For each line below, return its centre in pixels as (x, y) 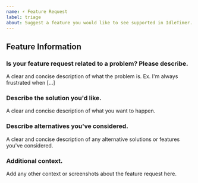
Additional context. (34, 160)
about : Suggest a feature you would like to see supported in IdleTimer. (100, 23)
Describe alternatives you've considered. (67, 126)
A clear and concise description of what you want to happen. (81, 111)
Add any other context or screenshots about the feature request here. (92, 174)
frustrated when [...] (31, 83)
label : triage (24, 17)
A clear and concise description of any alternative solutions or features (93, 139)
